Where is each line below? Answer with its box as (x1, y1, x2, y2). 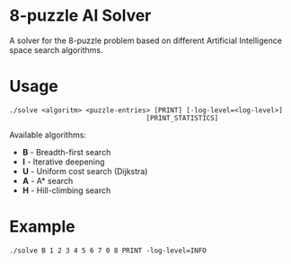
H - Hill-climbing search (22, 185, 111, 196)
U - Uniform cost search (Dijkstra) (22, 165, 148, 176)
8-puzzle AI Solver (9, 5, 152, 26)
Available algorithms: (9, 129, 87, 140)
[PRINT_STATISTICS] (145, 113, 219, 122)
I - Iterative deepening (22, 156, 105, 167)
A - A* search (22, 175, 74, 186)
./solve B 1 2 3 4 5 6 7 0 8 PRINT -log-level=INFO (9, 246, 207, 255)
